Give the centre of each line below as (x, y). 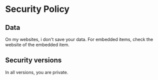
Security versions (33, 60)
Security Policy (37, 9)
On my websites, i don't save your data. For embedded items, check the (79, 39)
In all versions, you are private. (37, 72)
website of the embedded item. (37, 45)
